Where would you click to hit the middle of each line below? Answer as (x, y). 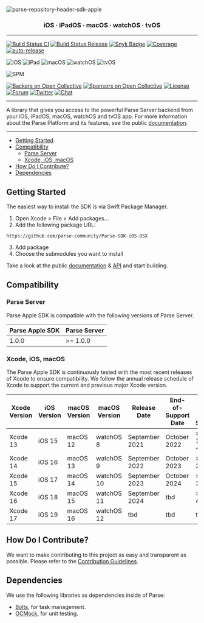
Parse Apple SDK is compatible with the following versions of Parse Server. (100, 315)
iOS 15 (48, 441)
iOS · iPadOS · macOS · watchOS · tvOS (102, 25)
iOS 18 (48, 498)
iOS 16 (48, 462)
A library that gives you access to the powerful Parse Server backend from (100, 110)
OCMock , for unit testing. (47, 613)
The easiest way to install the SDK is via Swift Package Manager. (87, 206)
